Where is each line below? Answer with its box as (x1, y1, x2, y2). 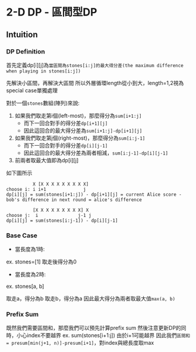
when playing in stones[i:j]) (6, 68, 81, 74)
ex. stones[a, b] (6, 283, 45, 290)
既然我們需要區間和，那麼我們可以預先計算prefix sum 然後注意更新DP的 (6, 325, 181, 332)
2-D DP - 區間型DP (6, 5, 97, 19)
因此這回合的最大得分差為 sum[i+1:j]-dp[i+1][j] (23, 127, 143, 134)
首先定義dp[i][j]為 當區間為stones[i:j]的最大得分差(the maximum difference (6, 61, 184, 68)
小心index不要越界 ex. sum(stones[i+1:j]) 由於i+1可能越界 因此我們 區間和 (16, 332, 191, 339)
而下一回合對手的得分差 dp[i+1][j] (23, 120, 108, 127)
